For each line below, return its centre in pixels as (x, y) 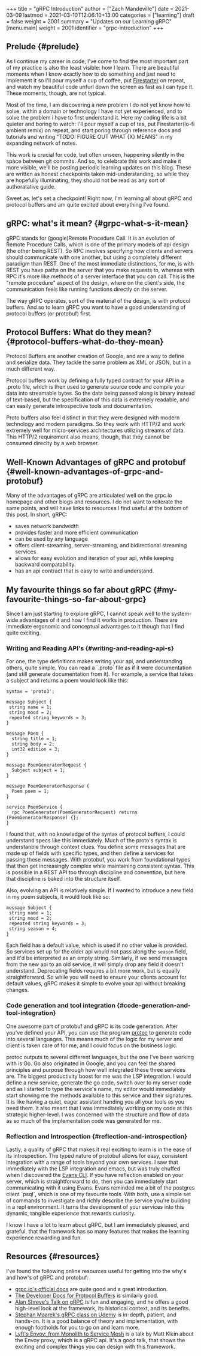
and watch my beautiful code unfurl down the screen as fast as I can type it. (100, 87)
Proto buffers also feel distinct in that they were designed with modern (93, 418)
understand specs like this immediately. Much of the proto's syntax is (92, 841)
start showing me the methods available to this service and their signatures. (100, 1095)
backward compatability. (45, 565)
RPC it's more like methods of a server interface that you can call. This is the (100, 276)
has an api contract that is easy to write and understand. (84, 571)
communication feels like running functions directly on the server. (87, 289)
